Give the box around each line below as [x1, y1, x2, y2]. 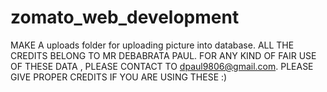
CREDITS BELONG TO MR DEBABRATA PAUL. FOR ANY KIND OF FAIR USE [10, 49, 317, 61]
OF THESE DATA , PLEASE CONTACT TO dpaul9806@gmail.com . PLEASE [10, 60, 314, 72]
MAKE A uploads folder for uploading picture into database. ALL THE [10, 39, 295, 51]
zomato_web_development [10, 6, 240, 29]
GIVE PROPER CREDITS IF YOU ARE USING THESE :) [10, 71, 228, 83]
